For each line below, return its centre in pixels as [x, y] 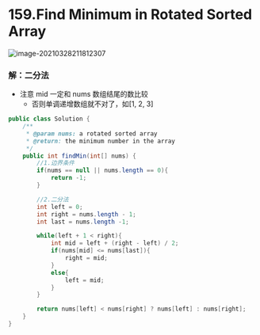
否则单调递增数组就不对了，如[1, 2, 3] [92, 104]
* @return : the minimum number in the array [101, 141]
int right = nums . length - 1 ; [86, 214]
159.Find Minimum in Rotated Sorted [130, 15]
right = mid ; [86, 258]
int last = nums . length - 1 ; [83, 222]
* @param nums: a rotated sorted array [92, 133]
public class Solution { [49, 119]
